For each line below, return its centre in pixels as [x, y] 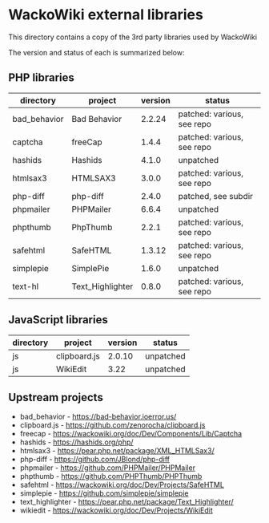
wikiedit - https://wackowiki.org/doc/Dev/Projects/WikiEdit [116, 510]
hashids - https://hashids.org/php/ [76, 442]
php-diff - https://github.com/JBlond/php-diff [95, 460]
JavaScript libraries [58, 320]
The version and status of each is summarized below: [96, 52]
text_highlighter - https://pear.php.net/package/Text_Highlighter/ [126, 502]
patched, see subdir [216, 196]
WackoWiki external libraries [106, 15]
